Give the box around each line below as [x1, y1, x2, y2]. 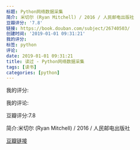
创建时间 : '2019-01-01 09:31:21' [6, 31, 86, 37]
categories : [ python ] [6, 70, 60, 76]
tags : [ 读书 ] [6, 64, 37, 70]
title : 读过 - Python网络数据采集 [6, 58, 85, 64]
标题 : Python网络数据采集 [6, 8, 64, 15]
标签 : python [6, 42, 37, 48]
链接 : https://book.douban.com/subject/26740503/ [6, 25, 130, 32]
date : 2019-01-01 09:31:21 [6, 53, 73, 59]
